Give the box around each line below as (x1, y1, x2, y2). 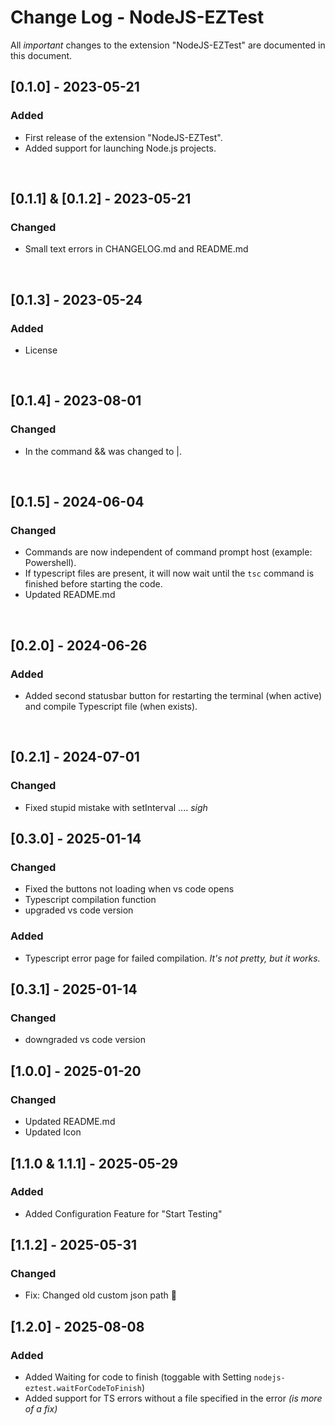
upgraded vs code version (24, 904, 134, 916)
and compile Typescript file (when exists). (24, 701, 198, 713)
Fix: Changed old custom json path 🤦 (24, 1289, 177, 1301)
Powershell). (24, 557, 77, 569)
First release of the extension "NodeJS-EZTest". (24, 131, 223, 143)
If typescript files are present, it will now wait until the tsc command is (24, 567, 315, 580)
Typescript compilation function (24, 894, 157, 906)
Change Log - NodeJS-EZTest (10, 6, 265, 29)
